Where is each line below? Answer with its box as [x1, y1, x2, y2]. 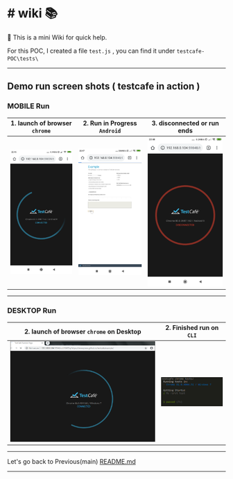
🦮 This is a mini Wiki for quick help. [7, 33, 107, 42]
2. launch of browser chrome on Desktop [24, 327, 141, 336]
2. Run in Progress [83, 119, 137, 128]
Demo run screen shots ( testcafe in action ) [7, 80, 200, 92]
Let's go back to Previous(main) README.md [7, 457, 137, 465]
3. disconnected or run [151, 119, 220, 128]
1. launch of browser [10, 119, 72, 128]
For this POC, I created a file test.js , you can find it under [7, 46, 175, 55]
